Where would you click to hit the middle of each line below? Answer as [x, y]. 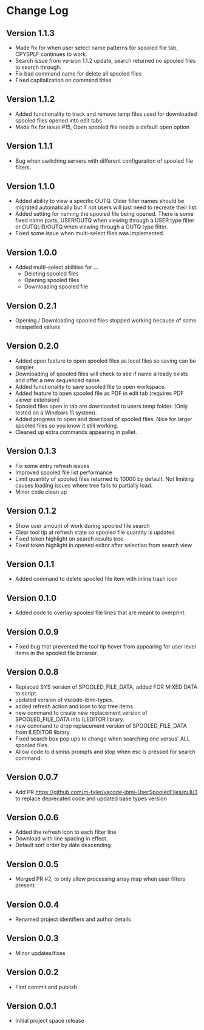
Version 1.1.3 [31, 33]
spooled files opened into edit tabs [58, 120]
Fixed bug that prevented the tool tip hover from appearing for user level [105, 646]
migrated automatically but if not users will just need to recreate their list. [106, 207]
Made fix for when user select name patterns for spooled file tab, [96, 48]
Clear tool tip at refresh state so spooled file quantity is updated [95, 532]
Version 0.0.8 [32, 672]
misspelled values [38, 327]
